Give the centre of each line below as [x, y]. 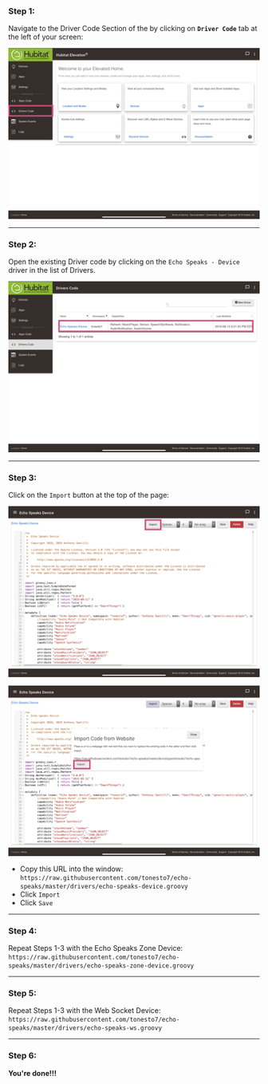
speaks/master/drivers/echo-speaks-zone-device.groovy [101, 966]
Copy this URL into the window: [71, 869]
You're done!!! [33, 1073]
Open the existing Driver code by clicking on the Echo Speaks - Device [124, 262]
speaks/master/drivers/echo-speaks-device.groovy [104, 886]
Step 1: [22, 11]
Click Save [36, 902]
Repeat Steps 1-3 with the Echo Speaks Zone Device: [96, 948]
